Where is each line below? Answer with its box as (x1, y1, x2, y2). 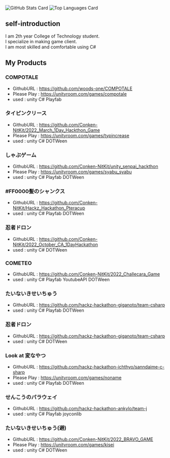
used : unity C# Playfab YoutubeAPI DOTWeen (12, 276, 110, 282)
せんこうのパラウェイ (5, 393, 57, 401)
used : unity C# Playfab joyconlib (12, 411, 82, 417)
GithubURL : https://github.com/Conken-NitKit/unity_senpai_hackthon (12, 163, 158, 170)
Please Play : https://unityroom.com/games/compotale (12, 90, 127, 97)
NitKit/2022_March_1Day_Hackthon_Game (12, 127, 100, 133)
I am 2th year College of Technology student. (5, 33, 100, 39)
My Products (5, 58, 47, 67)
